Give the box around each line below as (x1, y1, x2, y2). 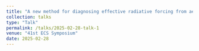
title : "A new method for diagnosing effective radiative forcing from (6, 8, 187, 15)
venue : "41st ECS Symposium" (6, 30, 78, 36)
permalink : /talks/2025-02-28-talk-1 (6, 25, 99, 31)
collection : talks (6, 14, 52, 20)
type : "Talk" (6, 19, 38, 25)
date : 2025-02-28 (6, 36, 49, 42)
